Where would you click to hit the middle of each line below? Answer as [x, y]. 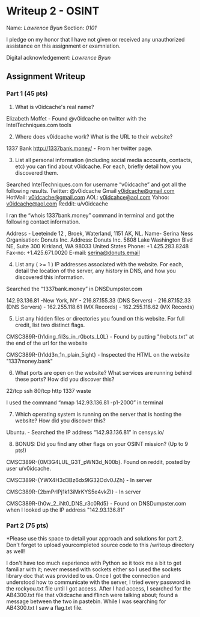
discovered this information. [50, 277]
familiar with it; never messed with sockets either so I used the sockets [94, 569]
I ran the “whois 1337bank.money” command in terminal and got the [90, 215]
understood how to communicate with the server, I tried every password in [98, 582]
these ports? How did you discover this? [65, 379]
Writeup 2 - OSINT [53, 11]
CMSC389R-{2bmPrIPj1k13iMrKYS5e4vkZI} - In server [74, 492]
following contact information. [43, 222]
